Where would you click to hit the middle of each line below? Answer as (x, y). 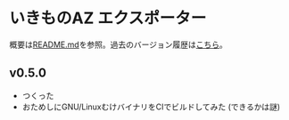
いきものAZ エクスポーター (108, 18)
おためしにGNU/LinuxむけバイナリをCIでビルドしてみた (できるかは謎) (151, 107)
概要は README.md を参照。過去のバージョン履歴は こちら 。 (118, 44)
